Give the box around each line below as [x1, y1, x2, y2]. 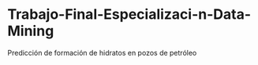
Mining [7, 22, 54, 40]
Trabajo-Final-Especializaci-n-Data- [7, 5, 252, 23]
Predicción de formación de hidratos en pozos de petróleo [7, 48, 197, 57]
